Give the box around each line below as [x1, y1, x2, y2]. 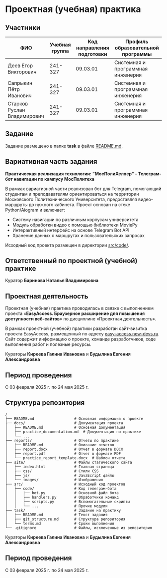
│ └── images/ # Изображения [5, 477, 103, 482]
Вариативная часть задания [5, 157, 97, 166]
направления [76, 44, 109, 51]
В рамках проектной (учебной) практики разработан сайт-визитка [5, 325, 148, 331]
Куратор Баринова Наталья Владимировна [5, 278, 98, 284]
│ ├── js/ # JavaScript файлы [5, 473, 114, 478]
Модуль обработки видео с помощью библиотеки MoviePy [12, 222, 138, 228]
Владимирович [7, 113, 44, 119]
